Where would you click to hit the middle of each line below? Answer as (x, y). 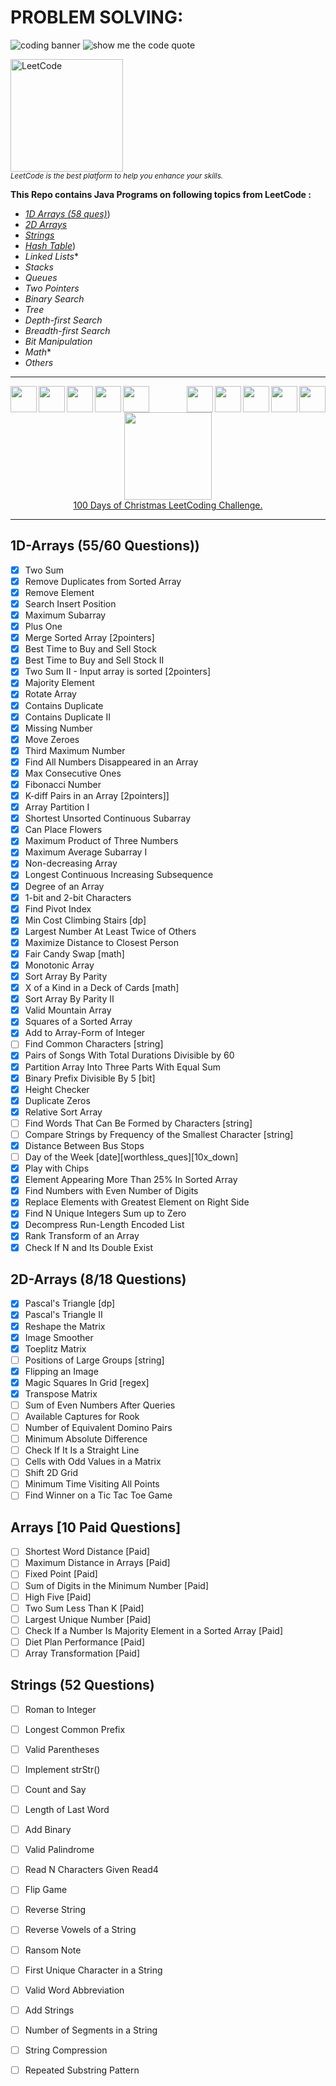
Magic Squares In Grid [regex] (87, 1382)
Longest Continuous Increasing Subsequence (119, 875)
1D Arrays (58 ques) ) (67, 213)
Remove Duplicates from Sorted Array (103, 581)
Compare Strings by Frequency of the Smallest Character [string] (159, 1134)
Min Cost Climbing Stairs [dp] (85, 920)
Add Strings (49, 2010)
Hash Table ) (50, 245)
